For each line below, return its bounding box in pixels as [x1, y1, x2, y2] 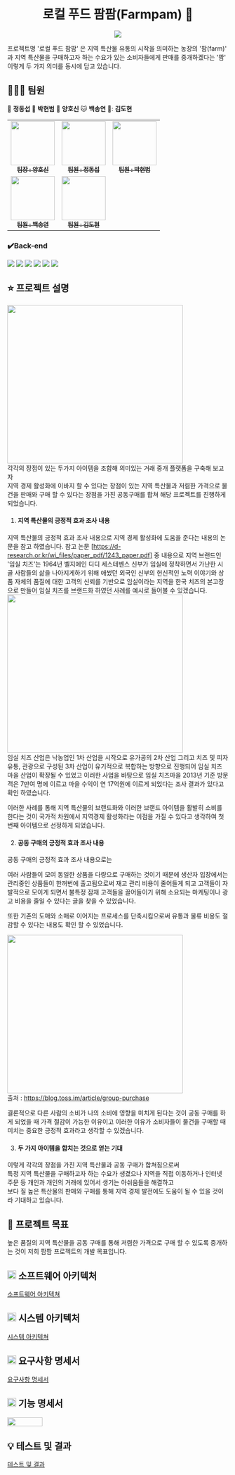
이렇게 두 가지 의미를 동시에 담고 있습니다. [7, 61, 121, 70]
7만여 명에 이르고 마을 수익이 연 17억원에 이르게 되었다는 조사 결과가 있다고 [20, 780, 224, 788]
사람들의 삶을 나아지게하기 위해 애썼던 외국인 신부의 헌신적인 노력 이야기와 [14, 569, 217, 577]
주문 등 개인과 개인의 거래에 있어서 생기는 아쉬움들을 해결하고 [7, 1178, 174, 1186]
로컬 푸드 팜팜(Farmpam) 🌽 [42, 6, 194, 23]
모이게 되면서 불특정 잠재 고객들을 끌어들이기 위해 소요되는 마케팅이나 [31, 888, 221, 897]
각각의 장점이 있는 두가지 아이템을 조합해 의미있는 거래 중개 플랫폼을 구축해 [7, 464, 212, 472]
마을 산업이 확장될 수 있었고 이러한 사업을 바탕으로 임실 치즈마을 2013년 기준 [7, 771, 216, 780]
